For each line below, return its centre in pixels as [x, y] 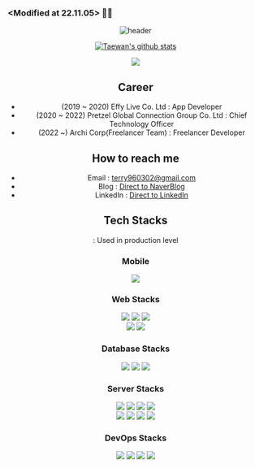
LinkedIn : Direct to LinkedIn [142, 195]
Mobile [136, 261]
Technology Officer [142, 124]
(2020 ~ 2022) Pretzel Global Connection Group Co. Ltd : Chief [142, 115]
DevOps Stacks [136, 438]
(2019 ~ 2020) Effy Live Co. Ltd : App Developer [142, 107]
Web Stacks [136, 299]
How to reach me [136, 158]
